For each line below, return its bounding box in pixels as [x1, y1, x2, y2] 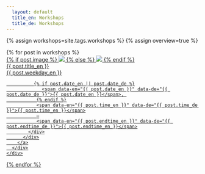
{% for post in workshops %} [6, 49, 79, 56]
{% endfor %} [6, 161, 41, 169]
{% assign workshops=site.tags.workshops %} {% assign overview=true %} [6, 37, 198, 45]
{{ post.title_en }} [6, 62, 49, 70]
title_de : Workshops [12, 20, 64, 26]
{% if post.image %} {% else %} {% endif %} [6, 56, 135, 63]
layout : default [12, 9, 53, 15]
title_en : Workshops [12, 15, 64, 21]
